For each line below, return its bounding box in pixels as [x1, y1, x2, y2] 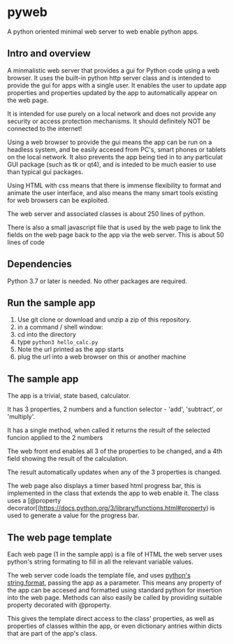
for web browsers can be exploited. [7, 196, 110, 204]
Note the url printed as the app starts [17, 345, 124, 354]
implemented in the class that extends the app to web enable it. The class [7, 489, 219, 497]
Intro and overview [7, 48, 91, 59]
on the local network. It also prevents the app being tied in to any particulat [7, 152, 224, 161]
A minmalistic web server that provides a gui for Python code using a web [7, 66, 220, 74]
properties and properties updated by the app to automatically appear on [7, 88, 217, 96]
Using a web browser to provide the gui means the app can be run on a [7, 138, 212, 146]
